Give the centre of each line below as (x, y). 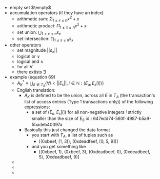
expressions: (37, 107)
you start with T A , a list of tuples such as (72, 136)
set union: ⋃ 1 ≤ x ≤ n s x (39, 33)
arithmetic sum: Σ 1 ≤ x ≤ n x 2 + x (48, 19)
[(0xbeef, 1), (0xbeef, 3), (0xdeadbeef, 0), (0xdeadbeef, (94, 152)
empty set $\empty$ (30, 8)
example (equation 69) (32, 77)
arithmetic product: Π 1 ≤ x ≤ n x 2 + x (52, 26)
